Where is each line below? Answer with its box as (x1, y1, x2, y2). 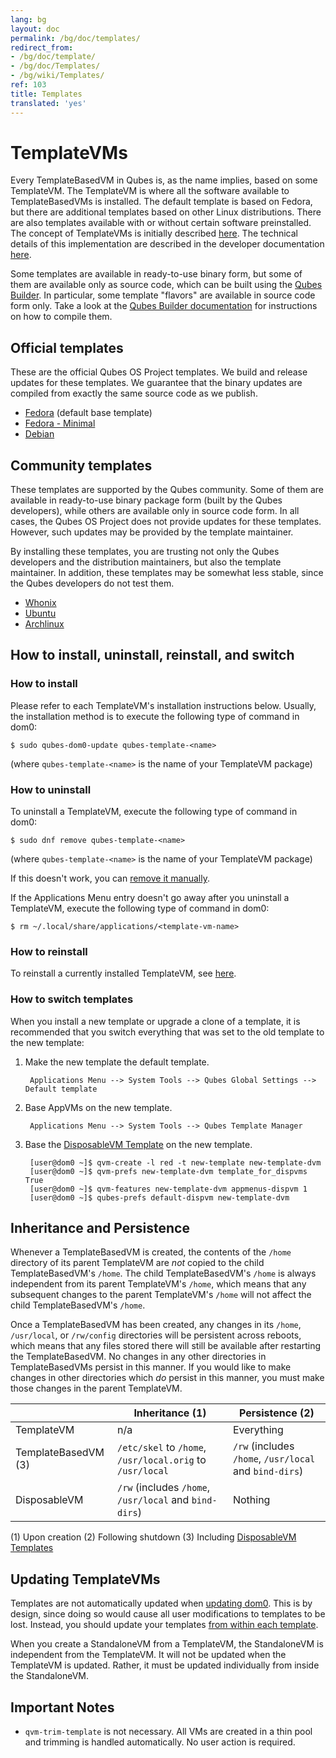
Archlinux (24, 618, 65, 630)
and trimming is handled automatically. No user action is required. (24, 1736, 296, 1748)
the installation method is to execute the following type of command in (10, 710, 300, 722)
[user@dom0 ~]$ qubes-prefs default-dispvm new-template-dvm (29, 1192, 290, 1203)
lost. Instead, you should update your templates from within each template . (10, 1619, 319, 1631)
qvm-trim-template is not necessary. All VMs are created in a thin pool (24, 1726, 313, 1738)
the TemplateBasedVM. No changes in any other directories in (10, 1351, 267, 1363)
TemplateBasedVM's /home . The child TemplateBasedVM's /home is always (10, 1267, 317, 1280)
